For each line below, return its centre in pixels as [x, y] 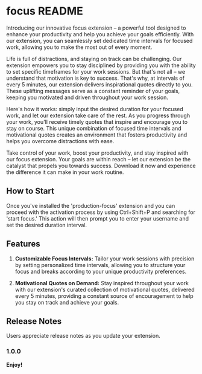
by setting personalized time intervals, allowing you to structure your [100, 265]
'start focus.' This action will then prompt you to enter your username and [97, 218]
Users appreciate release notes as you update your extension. [84, 336]
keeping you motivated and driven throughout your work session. [87, 97]
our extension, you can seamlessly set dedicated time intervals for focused [99, 40]
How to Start [30, 191]
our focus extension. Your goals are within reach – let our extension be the [99, 159]
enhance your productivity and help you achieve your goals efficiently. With [100, 34]
